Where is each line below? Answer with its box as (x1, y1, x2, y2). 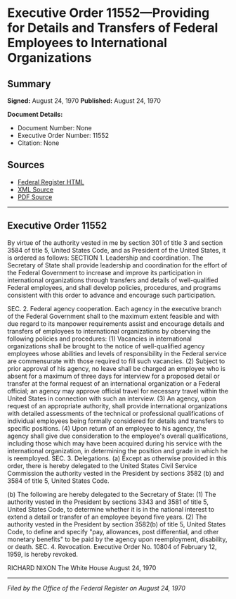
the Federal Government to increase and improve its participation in (7, 268, 202, 277)
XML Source (17, 185, 54, 194)
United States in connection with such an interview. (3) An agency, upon (7, 394, 216, 403)
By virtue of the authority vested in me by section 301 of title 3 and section (7, 238, 223, 247)
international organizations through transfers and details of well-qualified (7, 276, 218, 284)
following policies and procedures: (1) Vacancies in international (7, 334, 192, 343)
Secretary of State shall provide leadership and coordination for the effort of (7, 260, 228, 269)
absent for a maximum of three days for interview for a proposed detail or (7, 372, 220, 380)
